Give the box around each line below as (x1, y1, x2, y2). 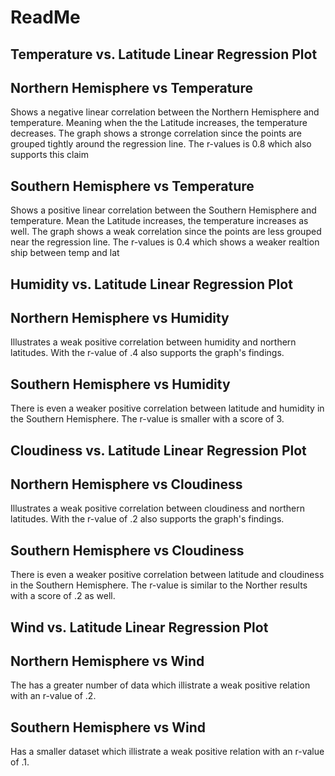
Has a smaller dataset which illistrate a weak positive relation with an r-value (10, 746, 325, 758)
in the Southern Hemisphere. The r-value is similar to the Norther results (10, 579, 308, 591)
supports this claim (10, 149, 89, 161)
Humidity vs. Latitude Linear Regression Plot (10, 276, 293, 293)
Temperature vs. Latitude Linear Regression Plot (10, 46, 318, 63)
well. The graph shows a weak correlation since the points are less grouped (10, 226, 322, 238)
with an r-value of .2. (10, 690, 97, 702)
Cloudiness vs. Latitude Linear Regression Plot (10, 442, 307, 459)
